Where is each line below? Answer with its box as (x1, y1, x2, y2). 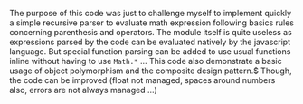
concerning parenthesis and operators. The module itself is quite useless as (9, 27, 292, 37)
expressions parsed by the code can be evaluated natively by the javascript (9, 36, 291, 47)
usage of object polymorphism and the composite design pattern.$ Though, (9, 65, 292, 76)
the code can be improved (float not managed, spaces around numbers (9, 75, 276, 85)
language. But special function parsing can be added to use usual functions (9, 46, 291, 57)
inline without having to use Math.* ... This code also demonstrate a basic (9, 56, 282, 66)
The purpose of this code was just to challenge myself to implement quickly (9, 8, 292, 18)
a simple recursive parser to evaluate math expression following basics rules (9, 17, 294, 28)
